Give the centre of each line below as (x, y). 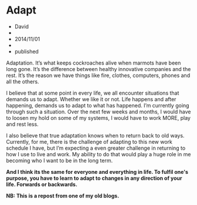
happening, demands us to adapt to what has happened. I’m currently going (98, 105)
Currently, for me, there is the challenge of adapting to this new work (89, 142)
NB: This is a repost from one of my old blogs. (63, 196)
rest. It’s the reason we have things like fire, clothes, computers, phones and (98, 75)
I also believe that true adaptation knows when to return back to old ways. (95, 135)
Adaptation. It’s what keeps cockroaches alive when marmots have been (94, 63)
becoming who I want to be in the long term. (60, 160)
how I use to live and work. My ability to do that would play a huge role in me (98, 154)
